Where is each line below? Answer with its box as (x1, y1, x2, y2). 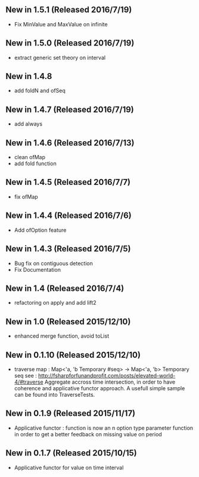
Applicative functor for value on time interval (14, 464, 124, 471)
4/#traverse (14, 378, 43, 385)
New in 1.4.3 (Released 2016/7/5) (5, 244, 132, 254)
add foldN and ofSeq (14, 87, 66, 95)
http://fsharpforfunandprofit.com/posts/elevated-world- (38, 372, 176, 379)
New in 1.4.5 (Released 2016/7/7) (5, 177, 131, 187)
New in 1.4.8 (5, 71, 52, 81)
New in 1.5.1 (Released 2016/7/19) (5, 5, 132, 15)
